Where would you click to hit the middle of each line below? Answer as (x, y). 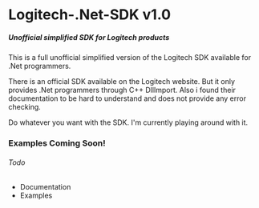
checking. (25, 107)
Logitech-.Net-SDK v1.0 (89, 15)
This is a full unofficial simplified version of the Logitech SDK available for (129, 58)
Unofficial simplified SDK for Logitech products (89, 37)
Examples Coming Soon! (57, 143)
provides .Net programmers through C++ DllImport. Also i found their (122, 90)
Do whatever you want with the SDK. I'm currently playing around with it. (128, 122)
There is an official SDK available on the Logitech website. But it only (121, 82)
